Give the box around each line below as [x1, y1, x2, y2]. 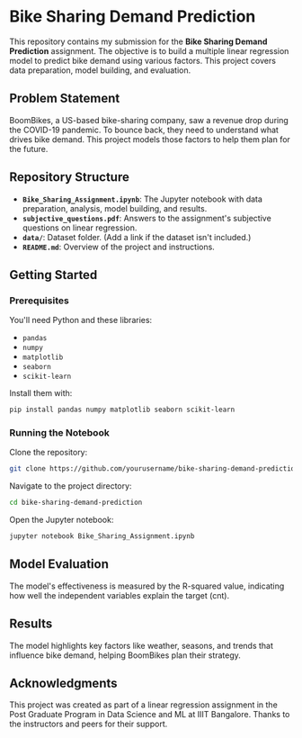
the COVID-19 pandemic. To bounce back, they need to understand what [9, 124, 279, 135]
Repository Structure [9, 169, 130, 185]
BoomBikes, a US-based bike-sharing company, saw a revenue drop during [9, 114, 289, 125]
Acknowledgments [9, 676, 119, 691]
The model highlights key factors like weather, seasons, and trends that [9, 640, 274, 651]
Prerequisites [9, 294, 69, 307]
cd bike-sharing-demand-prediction [9, 498, 143, 508]
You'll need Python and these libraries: [9, 315, 153, 326]
